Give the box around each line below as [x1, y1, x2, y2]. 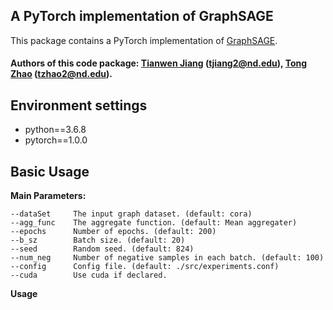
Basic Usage [10, 163, 90, 180]
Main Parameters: [10, 190, 87, 202]
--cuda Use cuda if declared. [10, 270, 168, 281]
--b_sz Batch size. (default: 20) [10, 235, 186, 246]
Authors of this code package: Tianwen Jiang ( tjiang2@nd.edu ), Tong [10, 57, 308, 69]
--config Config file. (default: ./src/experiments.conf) [10, 262, 280, 272]
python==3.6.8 [24, 124, 87, 136]
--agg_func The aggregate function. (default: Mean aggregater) [10, 218, 298, 228]
